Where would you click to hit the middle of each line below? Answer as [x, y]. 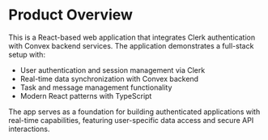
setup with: [27, 54]
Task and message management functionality [96, 87]
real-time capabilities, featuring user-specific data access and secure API [131, 120]
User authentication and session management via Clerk [113, 70]
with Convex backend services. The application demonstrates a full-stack [131, 45]
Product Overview [71, 15]
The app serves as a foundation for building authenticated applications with [134, 112]
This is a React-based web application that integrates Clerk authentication [132, 37]
